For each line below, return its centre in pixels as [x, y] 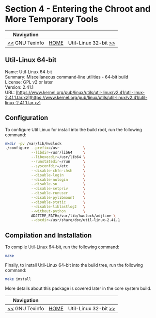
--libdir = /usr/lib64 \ [58, 153]
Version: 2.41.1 [19, 87]
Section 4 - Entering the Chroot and [78, 9]
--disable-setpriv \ [58, 189]
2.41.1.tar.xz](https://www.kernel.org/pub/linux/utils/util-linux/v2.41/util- [76, 97]
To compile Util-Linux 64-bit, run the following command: [62, 247]
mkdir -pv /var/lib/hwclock [33, 143]
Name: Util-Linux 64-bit [29, 72]
